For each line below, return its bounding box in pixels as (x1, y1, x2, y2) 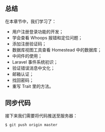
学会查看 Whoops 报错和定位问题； (12, 34, 83, 40)
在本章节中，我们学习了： (5, 18, 56, 24)
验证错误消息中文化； (12, 65, 55, 71)
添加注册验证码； (12, 41, 47, 47)
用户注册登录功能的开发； (12, 29, 64, 34)
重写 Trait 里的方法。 (12, 83, 54, 89)
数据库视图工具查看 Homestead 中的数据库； (12, 47, 102, 52)
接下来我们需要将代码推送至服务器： (5, 113, 78, 118)
